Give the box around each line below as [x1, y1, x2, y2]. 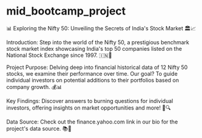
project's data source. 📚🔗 [6, 125, 72, 132]
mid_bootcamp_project [6, 4, 126, 18]
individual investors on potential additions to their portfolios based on [6, 76, 179, 84]
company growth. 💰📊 [6, 83, 62, 90]
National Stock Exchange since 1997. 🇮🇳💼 [6, 51, 112, 59]
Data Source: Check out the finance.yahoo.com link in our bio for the [6, 118, 178, 125]
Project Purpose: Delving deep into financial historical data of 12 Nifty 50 [6, 64, 188, 71]
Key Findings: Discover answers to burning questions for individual [6, 97, 173, 104]
